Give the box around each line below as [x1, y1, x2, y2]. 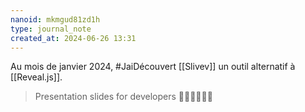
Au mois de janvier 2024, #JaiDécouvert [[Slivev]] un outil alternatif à [10, 61, 296, 73]
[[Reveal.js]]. [10, 71, 63, 83]
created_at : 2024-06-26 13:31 [10, 33, 137, 43]
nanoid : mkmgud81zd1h [10, 14, 101, 25]
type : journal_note [10, 24, 92, 34]
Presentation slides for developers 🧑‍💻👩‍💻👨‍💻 [34, 91, 213, 103]
